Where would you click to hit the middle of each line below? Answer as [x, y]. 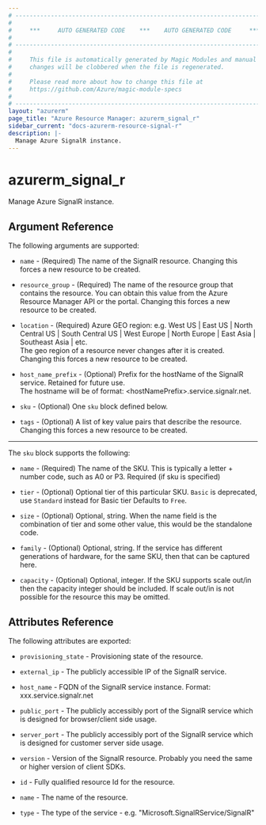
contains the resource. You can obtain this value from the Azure [123, 293]
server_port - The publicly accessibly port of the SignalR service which [136, 735]
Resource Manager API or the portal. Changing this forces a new [125, 302]
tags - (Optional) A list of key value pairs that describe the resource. [131, 422]
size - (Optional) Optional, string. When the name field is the [118, 516]
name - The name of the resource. [74, 797]
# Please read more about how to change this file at [106, 82]
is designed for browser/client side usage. [88, 719]
